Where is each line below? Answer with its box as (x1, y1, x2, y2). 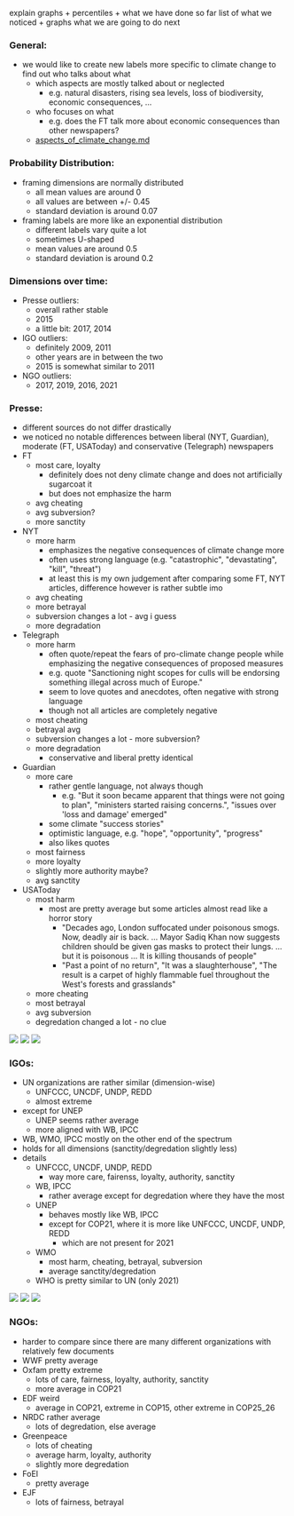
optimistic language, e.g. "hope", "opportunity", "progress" (48, 828, 264, 838)
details (21, 1153, 47, 1163)
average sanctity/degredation (48, 1266, 157, 1277)
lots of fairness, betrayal (35, 1496, 124, 1507)
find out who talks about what (21, 68, 131, 79)
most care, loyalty (35, 460, 101, 471)
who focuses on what (35, 107, 114, 117)
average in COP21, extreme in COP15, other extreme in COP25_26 (35, 1402, 275, 1413)
